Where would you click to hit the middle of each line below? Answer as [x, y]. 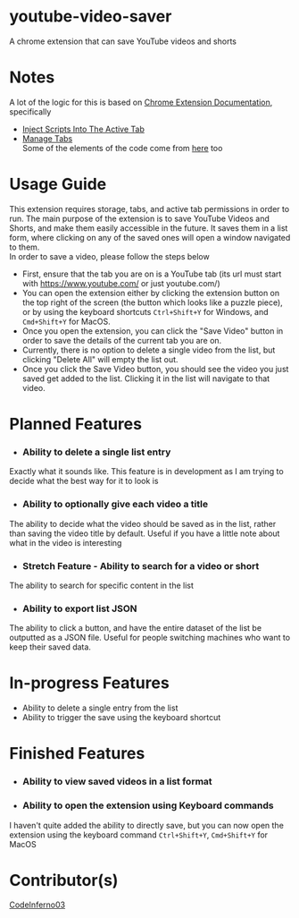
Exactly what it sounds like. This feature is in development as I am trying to [146, 472]
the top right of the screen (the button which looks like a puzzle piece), [152, 302]
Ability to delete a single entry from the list [100, 708]
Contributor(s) [64, 880]
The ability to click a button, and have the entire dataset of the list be [135, 628]
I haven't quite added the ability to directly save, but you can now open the [146, 825]
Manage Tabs [47, 138]
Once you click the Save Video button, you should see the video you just [155, 369]
